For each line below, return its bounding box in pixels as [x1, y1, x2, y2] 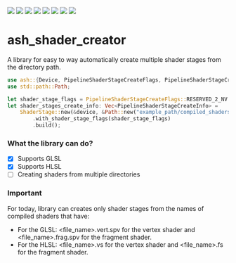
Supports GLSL [17, 155, 62, 163]
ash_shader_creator [7, 32, 126, 49]
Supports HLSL [17, 162, 62, 171]
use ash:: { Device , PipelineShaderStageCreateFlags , [7, 76, 162, 84]
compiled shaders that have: [7, 212, 90, 220]
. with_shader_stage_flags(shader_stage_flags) [32, 115, 171, 122]
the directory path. [7, 63, 61, 71]
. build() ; [32, 122, 61, 129]
